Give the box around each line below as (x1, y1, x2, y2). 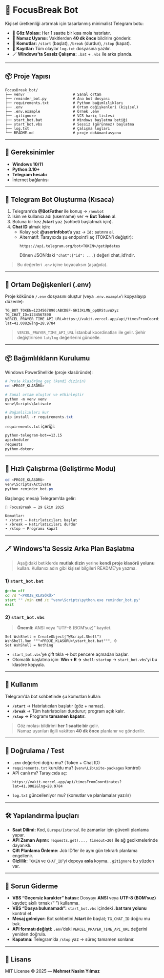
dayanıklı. (12, 842, 32, 849)
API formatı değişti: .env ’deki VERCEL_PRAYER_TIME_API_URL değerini (12, 926, 147, 932)
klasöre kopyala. (12, 662, 45, 667)
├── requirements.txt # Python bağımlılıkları (5, 100, 123, 105)
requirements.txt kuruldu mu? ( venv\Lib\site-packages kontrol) (12, 765, 141, 770)
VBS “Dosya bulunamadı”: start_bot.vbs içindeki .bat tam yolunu (12, 905, 147, 911)
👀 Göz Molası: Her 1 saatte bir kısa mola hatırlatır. (12, 30, 111, 36)
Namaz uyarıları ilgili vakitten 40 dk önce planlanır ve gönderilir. (17, 728, 145, 734)
